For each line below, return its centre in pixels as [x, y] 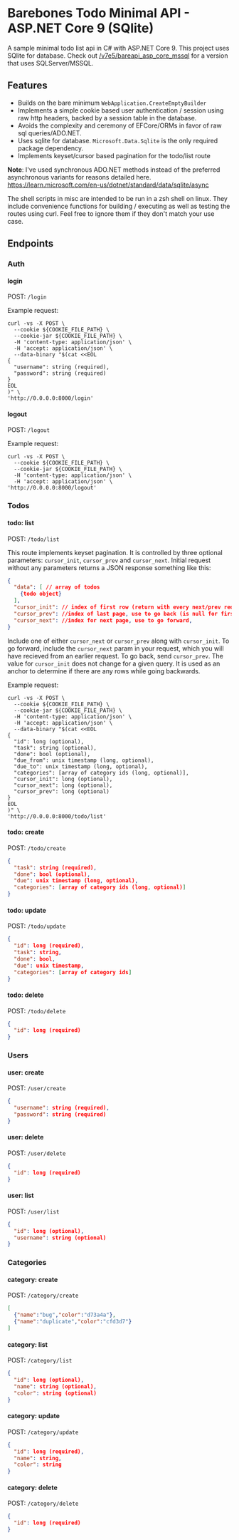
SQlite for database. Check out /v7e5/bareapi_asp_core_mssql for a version [118, 56]
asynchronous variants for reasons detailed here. [79, 177]
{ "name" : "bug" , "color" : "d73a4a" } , [65, 1315]
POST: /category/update [43, 1432]
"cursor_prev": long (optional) [62, 791]
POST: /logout [29, 430]
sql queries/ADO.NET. [49, 133]
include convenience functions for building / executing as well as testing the [119, 206]
